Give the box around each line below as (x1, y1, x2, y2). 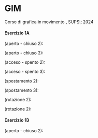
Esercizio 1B (4, 117, 29, 123)
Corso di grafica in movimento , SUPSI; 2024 (4, 19, 94, 25)
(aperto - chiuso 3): (4, 50, 43, 56)
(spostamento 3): (4, 87, 39, 93)
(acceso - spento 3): (4, 69, 45, 75)
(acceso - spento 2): (4, 59, 45, 65)
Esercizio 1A (4, 30, 30, 36)
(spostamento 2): (4, 78, 39, 84)
